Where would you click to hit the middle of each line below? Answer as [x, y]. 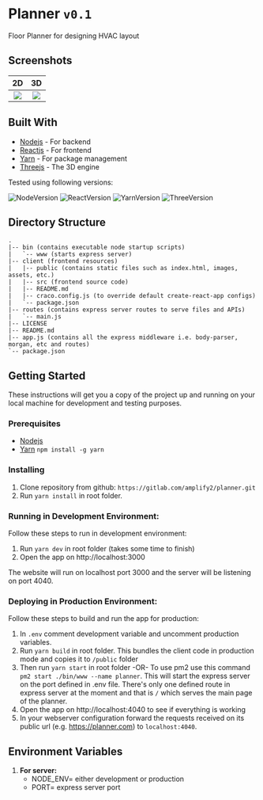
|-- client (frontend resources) [63, 261]
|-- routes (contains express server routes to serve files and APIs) [127, 310]
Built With [33, 122]
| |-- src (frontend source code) [68, 282]
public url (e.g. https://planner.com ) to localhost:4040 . [108, 726]
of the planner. [43, 701]
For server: [38, 771]
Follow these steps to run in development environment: [98, 533]
